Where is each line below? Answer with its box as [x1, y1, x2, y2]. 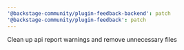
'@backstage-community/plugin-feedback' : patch [7, 16, 147, 23]
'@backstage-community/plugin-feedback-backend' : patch [7, 10, 171, 17]
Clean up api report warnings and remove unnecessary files [7, 35, 177, 43]
